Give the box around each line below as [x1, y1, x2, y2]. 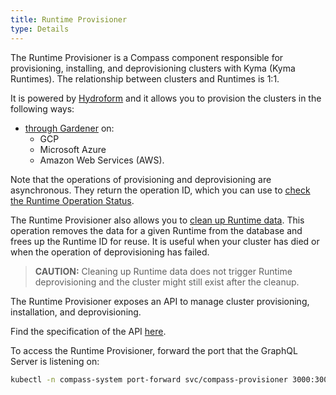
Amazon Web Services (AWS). [39, 154, 165, 166]
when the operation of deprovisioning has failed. [10, 246, 210, 258]
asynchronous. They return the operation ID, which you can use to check [10, 184, 311, 196]
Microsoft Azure [39, 143, 107, 155]
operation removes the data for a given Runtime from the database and [10, 224, 303, 236]
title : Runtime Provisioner [10, 14, 128, 25]
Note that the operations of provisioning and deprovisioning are [10, 173, 272, 185]
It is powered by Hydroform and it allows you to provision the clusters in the [10, 92, 322, 104]
